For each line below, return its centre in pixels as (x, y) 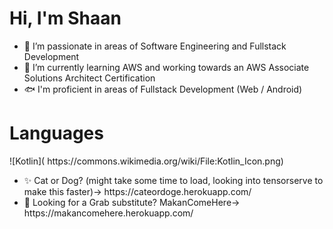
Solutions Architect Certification (89, 78)
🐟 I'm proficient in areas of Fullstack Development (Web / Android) (163, 89)
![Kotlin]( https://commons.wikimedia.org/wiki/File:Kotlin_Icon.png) (146, 161)
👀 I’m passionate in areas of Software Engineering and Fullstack (155, 46)
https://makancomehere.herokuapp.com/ (108, 213)
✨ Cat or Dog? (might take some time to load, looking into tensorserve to (173, 180)
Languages (56, 133)
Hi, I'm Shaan (65, 18)
